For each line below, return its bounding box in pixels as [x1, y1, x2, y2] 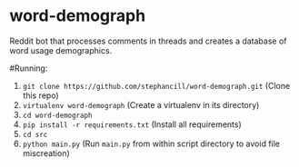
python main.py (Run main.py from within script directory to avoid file [22, 138, 280, 149]
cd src [22, 130, 48, 139]
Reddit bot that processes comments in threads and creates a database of [9, 35, 288, 46]
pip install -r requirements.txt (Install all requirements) [22, 119, 243, 130]
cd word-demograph [22, 111, 93, 120]
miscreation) [22, 147, 70, 159]
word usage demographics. [9, 44, 113, 55]
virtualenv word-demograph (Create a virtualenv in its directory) [22, 99, 260, 110]
